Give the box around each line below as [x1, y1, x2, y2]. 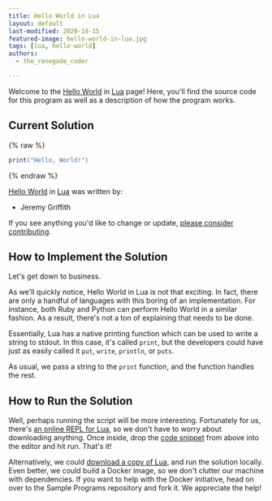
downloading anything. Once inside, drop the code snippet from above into [8, 433, 260, 443]
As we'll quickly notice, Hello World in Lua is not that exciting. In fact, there [8, 287, 258, 297]
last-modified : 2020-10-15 [8, 27, 100, 35]
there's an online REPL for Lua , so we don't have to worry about [8, 424, 222, 434]
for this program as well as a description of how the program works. [8, 95, 235, 105]
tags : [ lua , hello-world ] [8, 42, 96, 50]
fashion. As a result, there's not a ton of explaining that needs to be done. [8, 313, 254, 323]
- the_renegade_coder [15, 58, 89, 66]
